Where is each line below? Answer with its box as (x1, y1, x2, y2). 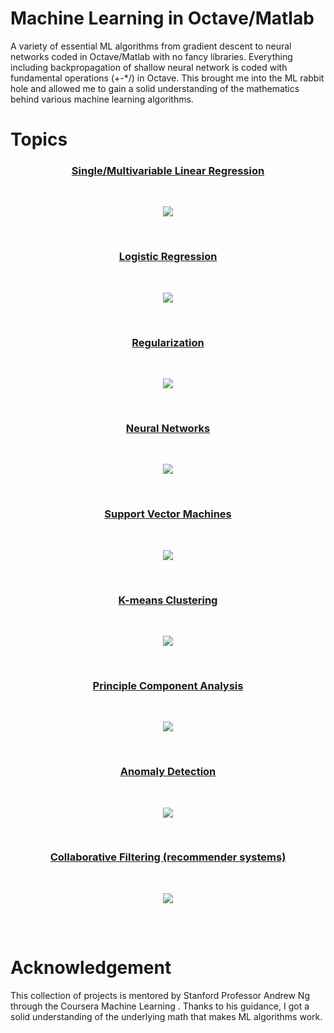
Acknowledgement (10, 956, 172, 979)
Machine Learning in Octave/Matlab (10, 7, 315, 30)
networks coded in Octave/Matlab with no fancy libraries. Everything (10, 50, 293, 62)
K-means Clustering (118, 593, 218, 607)
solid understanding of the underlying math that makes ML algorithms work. (10, 1010, 323, 1022)
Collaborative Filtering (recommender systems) (49, 850, 287, 864)
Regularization (131, 335, 205, 349)
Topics (10, 128, 68, 151)
